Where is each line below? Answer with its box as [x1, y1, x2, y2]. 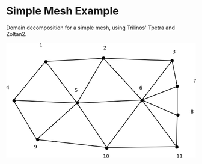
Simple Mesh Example [6, 4, 119, 18]
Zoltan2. [6, 30, 27, 37]
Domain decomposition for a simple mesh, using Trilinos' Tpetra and [6, 24, 176, 31]
